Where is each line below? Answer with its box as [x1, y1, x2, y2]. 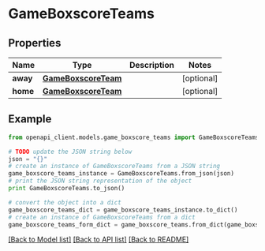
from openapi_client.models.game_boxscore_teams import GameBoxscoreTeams [8, 133, 259, 141]
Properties [8, 36, 62, 50]
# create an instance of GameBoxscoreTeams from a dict [8, 213, 196, 221]
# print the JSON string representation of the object [8, 177, 192, 185]
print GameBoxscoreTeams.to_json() [8, 185, 125, 193]
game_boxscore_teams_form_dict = [8, 220, 118, 229]
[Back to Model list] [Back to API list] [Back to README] [8, 234, 189, 245]
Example [8, 112, 52, 126]
